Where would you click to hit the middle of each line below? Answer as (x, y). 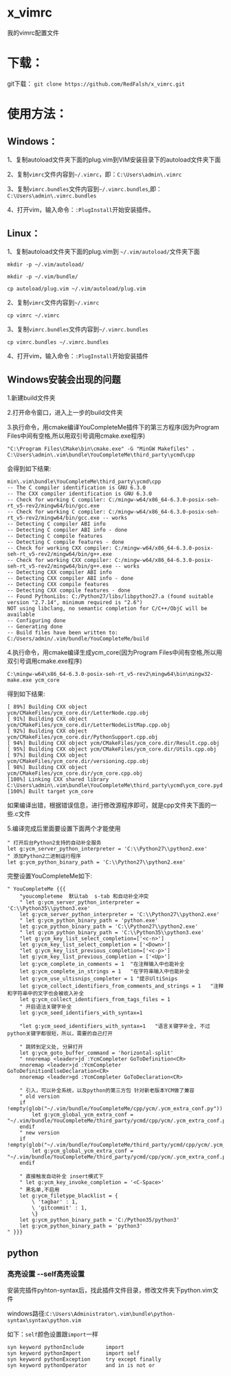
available (21, 614)
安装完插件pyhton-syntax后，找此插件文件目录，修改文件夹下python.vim (110, 1290)
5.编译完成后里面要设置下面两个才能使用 (64, 828)
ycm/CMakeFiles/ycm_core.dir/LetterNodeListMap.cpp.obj (89, 725)
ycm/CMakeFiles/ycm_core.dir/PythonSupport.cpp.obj (82, 737)
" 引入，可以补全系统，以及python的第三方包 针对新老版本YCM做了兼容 (107, 1090)
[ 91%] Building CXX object (47, 719)
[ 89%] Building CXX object (47, 707)
